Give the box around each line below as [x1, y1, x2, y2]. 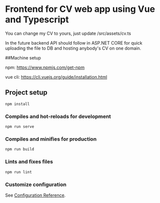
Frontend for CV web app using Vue [5, 3, 155, 15]
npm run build [5, 147, 35, 152]
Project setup [5, 88, 48, 97]
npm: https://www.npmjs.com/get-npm [5, 64, 85, 70]
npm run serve [5, 124, 35, 129]
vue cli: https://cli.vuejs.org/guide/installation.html [5, 74, 107, 80]
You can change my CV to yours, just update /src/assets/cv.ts [5, 30, 131, 36]
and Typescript [5, 14, 69, 25]
